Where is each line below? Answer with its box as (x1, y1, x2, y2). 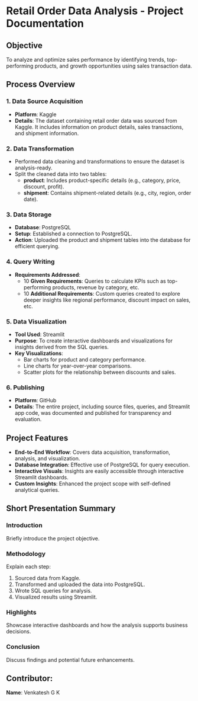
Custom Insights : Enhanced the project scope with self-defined (14, 480, 171, 487)
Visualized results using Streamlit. (14, 593, 98, 600)
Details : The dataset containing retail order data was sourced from (14, 117, 177, 124)
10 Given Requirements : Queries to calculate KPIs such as (23, 277, 167, 284)
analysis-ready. (14, 164, 53, 171)
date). (23, 196, 38, 203)
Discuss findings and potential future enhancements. (6, 656, 135, 663)
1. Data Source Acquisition (6, 97, 83, 105)
